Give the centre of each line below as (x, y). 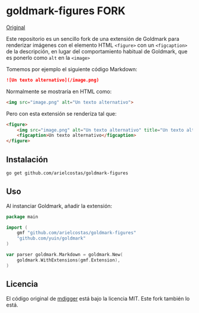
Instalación (27, 159)
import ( (17, 227)
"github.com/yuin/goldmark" (51, 238)
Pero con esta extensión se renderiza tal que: (61, 113)
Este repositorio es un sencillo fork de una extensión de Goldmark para (93, 39)
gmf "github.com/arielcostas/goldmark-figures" (76, 233)
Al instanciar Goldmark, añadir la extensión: (59, 206)
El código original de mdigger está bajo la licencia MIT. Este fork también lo (98, 298)
